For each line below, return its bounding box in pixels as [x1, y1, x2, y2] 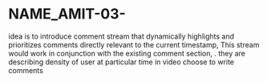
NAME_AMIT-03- [8, 5, 126, 23]
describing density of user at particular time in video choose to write [8, 57, 235, 67]
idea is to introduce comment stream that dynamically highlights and [8, 31, 235, 41]
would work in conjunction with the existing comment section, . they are [8, 48, 246, 58]
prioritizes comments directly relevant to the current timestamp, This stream [8, 39, 260, 49]
